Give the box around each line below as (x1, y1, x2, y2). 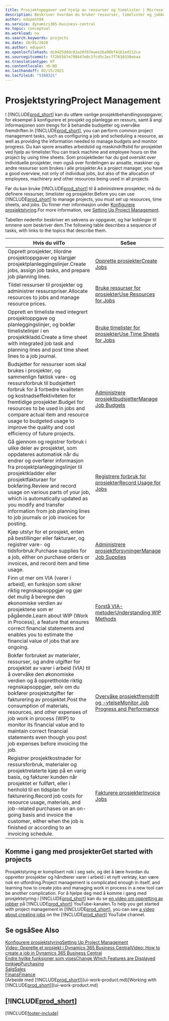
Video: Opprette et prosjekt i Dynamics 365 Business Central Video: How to (5, 945, 160, 951)
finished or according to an (8, 824, 71, 831)
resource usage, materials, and (8, 799, 81, 806)
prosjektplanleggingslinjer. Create (8, 260, 87, 267)
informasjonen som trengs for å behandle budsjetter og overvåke (5, 122, 140, 128)
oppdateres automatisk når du (8, 451, 79, 458)
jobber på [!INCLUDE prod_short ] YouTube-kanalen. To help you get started (5, 900, 159, 907)
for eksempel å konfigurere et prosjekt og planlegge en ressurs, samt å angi (5, 116, 162, 123)
